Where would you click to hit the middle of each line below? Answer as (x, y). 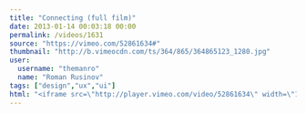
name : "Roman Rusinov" (61, 77)
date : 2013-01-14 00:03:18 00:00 (73, 26)
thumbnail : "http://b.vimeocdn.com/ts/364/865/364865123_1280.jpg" (140, 52)
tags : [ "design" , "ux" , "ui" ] (63, 86)
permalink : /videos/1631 (56, 35)
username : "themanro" (59, 69)
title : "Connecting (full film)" (73, 18)
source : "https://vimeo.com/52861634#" (85, 43)
